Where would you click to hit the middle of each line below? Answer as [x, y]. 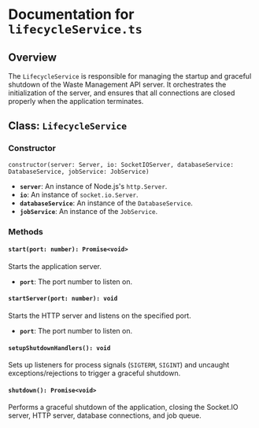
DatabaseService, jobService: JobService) [79, 172]
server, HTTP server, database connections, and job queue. [105, 415]
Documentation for [71, 15]
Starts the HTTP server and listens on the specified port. [100, 315]
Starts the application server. [55, 266]
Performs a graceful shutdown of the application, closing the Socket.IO [123, 408]
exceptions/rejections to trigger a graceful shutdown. [94, 373]
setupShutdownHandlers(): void [59, 348]
